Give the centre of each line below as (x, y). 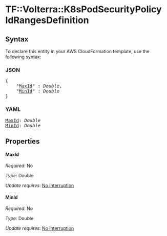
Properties (23, 141)
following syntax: (23, 57)
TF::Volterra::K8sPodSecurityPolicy (84, 9)
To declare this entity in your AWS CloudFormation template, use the (77, 51)
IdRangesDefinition (47, 20)
